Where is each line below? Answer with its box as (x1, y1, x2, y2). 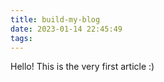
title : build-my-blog (10, 14, 101, 25)
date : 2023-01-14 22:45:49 (10, 24, 123, 34)
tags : (10, 33, 33, 43)
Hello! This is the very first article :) (10, 61, 155, 73)
